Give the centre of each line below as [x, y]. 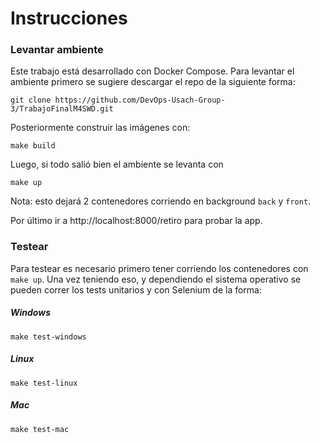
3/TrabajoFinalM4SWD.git [62, 109]
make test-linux [44, 383]
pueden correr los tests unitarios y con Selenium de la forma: [136, 289]
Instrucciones [69, 18]
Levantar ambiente [57, 50]
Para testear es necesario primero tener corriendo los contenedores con [159, 268]
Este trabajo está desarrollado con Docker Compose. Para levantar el [152, 71]
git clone [31, 100]
